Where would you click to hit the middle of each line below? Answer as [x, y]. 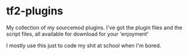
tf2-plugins [35, 11]
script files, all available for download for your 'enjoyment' [78, 33]
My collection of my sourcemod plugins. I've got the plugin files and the [94, 27]
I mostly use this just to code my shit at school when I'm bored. [84, 45]
